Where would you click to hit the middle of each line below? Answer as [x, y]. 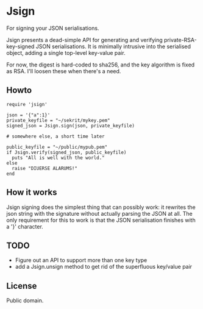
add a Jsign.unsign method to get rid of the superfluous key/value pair [104, 267]
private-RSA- [180, 40]
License [22, 286]
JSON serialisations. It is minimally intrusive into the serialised [113, 46]
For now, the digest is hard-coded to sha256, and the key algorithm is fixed [101, 65]
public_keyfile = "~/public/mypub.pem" [57, 147]
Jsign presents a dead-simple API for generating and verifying [84, 40]
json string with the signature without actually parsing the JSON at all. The [100, 213]
